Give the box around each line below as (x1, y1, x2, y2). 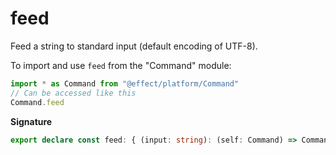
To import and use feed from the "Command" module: (10, 59, 232, 71)
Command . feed (10, 97, 65, 107)
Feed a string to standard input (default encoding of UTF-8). (10, 40, 258, 52)
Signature (10, 115, 53, 127)
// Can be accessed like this (10, 88, 137, 98)
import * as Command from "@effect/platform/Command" (10, 78, 240, 89)
